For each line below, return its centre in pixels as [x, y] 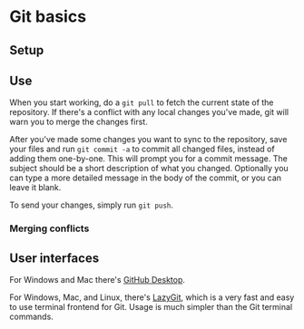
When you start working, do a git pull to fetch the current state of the [142, 102]
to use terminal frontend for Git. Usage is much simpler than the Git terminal [151, 307]
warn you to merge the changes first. [78, 122]
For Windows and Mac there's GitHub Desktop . [98, 280]
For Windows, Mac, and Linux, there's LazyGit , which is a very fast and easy [152, 297]
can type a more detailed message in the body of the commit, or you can [146, 178]
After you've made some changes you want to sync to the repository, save [148, 140]
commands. [32, 317]
